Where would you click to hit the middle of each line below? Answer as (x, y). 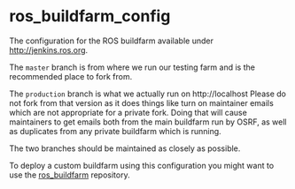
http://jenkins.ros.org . (49, 49)
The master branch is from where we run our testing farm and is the (132, 67)
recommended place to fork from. (71, 76)
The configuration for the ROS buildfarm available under (112, 41)
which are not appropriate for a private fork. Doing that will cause (128, 112)
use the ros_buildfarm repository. (70, 175)
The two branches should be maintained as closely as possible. (125, 148)
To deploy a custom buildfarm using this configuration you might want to (142, 165)
